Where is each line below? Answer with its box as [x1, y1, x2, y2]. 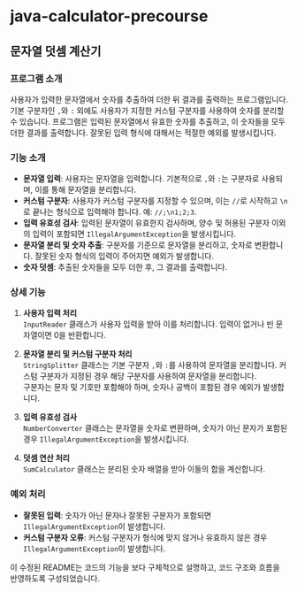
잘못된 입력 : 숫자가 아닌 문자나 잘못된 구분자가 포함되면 [22, 510, 211, 520]
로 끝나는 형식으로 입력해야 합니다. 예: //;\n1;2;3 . [22, 206, 197, 218]
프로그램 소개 [10, 73, 63, 85]
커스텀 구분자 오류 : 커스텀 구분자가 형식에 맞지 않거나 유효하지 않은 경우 [22, 532, 268, 542]
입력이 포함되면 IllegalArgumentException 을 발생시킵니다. [32, 228, 237, 240]
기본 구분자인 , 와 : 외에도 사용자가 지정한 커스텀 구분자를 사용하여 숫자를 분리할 [10, 104, 285, 116]
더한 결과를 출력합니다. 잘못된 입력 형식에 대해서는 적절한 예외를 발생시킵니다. [10, 127, 277, 138]
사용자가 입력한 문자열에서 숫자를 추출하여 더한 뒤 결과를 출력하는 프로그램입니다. [10, 94, 289, 104]
